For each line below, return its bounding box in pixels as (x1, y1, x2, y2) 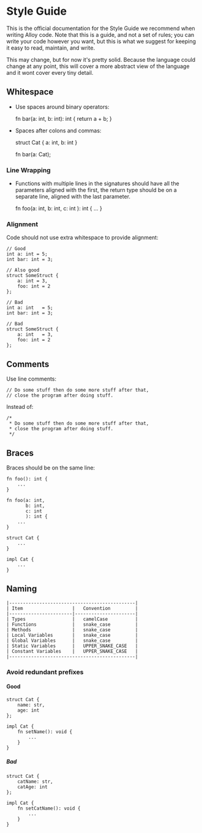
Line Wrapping (6, 165, 51, 174)
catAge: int (17, 783, 48, 790)
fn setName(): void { (17, 728, 72, 735)
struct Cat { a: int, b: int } (15, 139, 78, 146)
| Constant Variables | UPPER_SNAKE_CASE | (6, 648, 138, 654)
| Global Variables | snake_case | (6, 637, 138, 644)
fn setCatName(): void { (17, 805, 81, 812)
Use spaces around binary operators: (15, 103, 110, 110)
